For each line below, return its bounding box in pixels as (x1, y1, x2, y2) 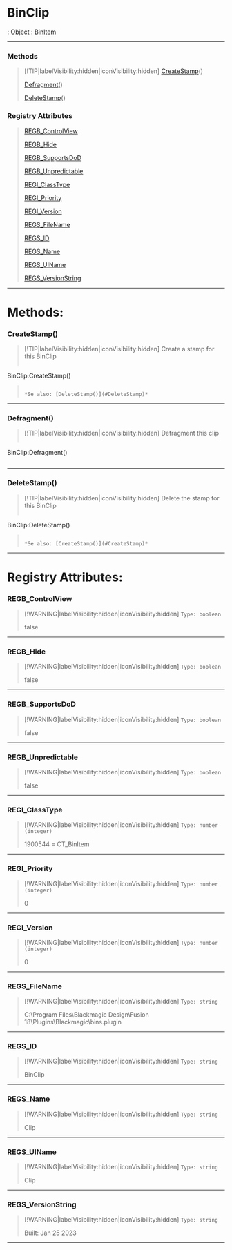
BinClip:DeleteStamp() (7, 520, 70, 529)
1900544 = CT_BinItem (23, 840, 90, 848)
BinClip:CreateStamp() (7, 371, 71, 380)
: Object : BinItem (7, 28, 57, 36)
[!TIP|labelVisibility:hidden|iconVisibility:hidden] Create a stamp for (23, 345, 215, 353)
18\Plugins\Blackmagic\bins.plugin (23, 1018, 122, 1026)
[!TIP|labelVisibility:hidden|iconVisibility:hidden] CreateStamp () (23, 67, 204, 75)
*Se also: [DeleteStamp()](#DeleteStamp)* (23, 391, 148, 398)
